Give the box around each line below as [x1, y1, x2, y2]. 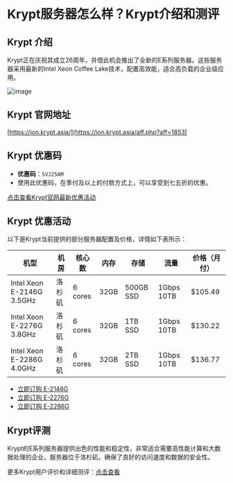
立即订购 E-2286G [17, 402, 69, 411]
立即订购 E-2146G [17, 385, 69, 393]
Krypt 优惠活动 [7, 215, 71, 227]
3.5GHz [10, 296, 36, 306]
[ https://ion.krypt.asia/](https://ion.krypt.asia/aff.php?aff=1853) [7, 128, 187, 136]
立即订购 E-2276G [17, 393, 69, 402]
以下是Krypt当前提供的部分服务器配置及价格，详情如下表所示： [7, 235, 187, 243]
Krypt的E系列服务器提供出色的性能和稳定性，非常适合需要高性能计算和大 [7, 444, 215, 452]
